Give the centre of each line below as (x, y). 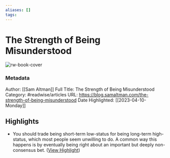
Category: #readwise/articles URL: (42, 94)
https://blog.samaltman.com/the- (114, 94)
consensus (24, 150)
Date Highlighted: (96, 100)
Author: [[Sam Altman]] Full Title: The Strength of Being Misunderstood (80, 89)
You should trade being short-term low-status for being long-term (82, 134)
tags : (11, 15)
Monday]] (16, 106)
